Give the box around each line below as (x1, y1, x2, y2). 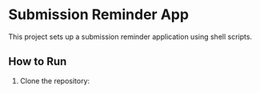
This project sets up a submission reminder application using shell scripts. (8, 32, 253, 41)
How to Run (8, 55, 67, 68)
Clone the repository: (19, 76, 90, 85)
